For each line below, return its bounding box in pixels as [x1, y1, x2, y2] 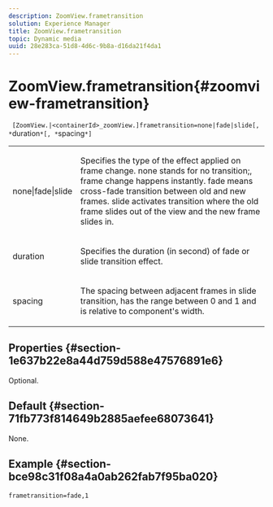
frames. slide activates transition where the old [80, 196, 259, 208]
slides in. [80, 216, 115, 228]
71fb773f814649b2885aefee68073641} [8, 412, 214, 426]
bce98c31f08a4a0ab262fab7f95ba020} [8, 470, 219, 484]
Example [8, 457, 54, 471]
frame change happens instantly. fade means [80, 176, 253, 187]
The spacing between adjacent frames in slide [80, 286, 257, 297]
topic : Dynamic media [8, 34, 82, 43]
